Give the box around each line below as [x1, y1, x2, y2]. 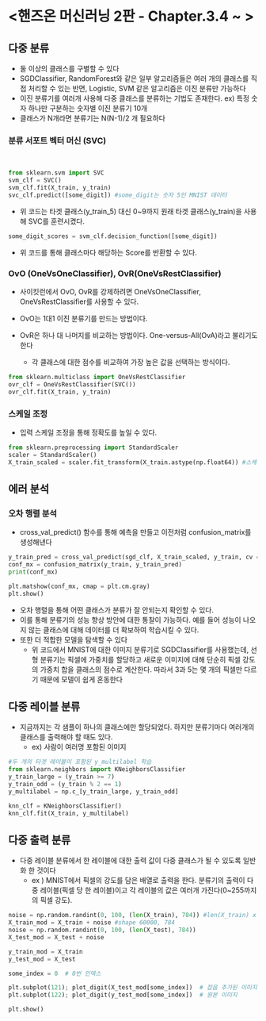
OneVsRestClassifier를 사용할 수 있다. [19, 297, 139, 306]
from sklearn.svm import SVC [8, 169, 104, 177]
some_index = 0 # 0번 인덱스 [8, 969, 101, 977]
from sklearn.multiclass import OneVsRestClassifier [8, 373, 186, 381]
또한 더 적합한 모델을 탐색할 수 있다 [19, 635, 128, 644]
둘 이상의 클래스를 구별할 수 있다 [19, 64, 120, 73]
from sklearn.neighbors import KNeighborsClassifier [8, 766, 186, 773]
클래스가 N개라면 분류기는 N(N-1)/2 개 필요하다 [19, 113, 166, 123]
